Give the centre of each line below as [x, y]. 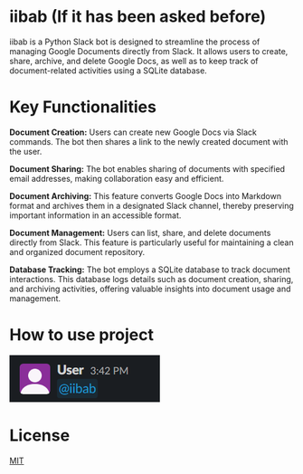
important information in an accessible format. [95, 215]
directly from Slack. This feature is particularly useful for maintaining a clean [151, 242]
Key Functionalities [83, 107]
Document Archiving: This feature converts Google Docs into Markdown [146, 195]
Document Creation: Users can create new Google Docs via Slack [133, 132]
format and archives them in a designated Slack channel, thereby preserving [151, 205]
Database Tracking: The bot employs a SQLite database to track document [150, 270]
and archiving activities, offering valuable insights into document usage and [150, 289]
